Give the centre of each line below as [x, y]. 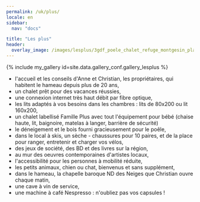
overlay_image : [30, 50]
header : [16, 45]
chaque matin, [32, 180]
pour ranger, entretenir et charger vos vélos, [69, 142]
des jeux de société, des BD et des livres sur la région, [81, 148]
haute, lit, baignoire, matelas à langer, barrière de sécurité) [87, 123]
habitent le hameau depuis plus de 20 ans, [67, 85]
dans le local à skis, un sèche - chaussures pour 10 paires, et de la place [104, 135]
